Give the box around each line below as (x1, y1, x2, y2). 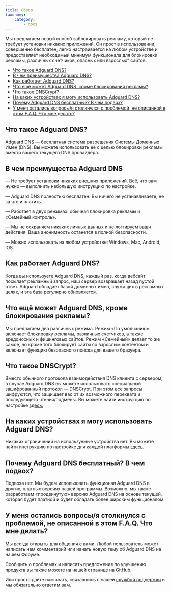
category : (14, 17, 36, 22)
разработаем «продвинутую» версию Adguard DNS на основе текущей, (5, 491, 162, 497)
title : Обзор (5, 7, 33, 13)
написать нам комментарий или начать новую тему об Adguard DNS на (5, 546, 161, 552)
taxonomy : (5, 12, 26, 17)
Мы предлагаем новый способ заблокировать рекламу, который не (5, 36, 154, 42)
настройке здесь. (5, 402, 43, 408)
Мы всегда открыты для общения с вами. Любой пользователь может (5, 541, 159, 547)
